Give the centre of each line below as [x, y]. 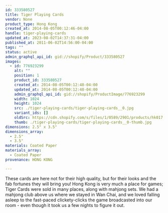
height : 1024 [28, 104]
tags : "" [14, 47]
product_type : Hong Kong [31, 24]
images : [13, 61]
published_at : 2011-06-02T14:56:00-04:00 [49, 43]
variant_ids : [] [31, 113]
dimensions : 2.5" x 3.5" [31, 127]
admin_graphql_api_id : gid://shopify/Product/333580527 [65, 57]
